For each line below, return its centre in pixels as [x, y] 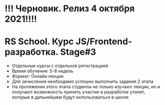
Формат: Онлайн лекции [38, 76]
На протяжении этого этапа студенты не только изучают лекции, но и [86, 87]
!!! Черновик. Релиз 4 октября [70, 9]
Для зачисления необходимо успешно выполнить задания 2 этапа [82, 81]
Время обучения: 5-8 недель [43, 71]
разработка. [31, 52]
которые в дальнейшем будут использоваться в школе [70, 97]
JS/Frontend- [104, 42]
